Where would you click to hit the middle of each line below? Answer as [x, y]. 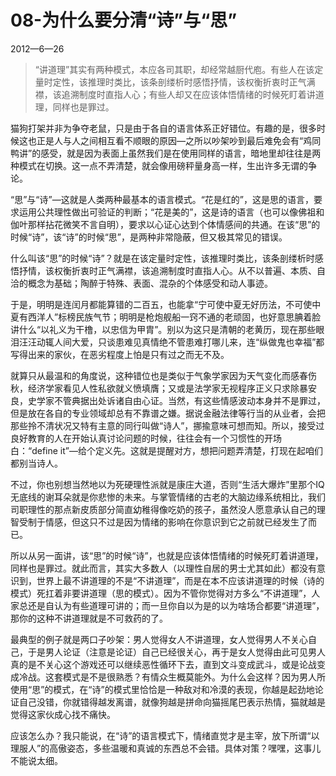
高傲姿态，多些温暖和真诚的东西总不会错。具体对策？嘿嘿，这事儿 [185, 748]
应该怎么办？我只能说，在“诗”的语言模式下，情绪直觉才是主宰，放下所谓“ [161, 735]
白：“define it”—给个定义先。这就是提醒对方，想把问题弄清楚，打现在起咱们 [166, 450]
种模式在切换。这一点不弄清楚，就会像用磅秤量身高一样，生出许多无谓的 [159, 165]
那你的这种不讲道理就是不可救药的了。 [89, 618]
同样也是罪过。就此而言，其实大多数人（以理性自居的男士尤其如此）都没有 [163, 568]
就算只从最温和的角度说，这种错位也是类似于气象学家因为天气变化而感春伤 [163, 375]
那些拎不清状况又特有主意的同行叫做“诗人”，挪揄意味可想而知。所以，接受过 [167, 425]
